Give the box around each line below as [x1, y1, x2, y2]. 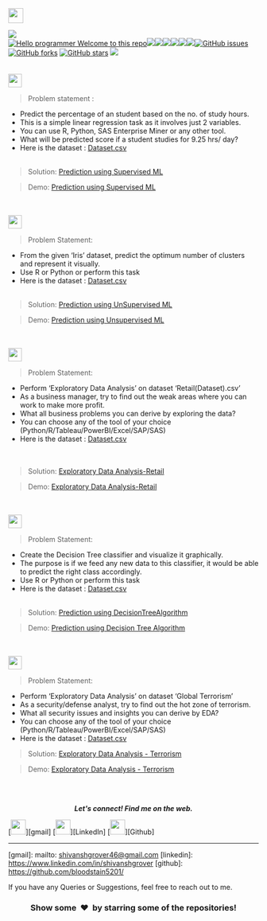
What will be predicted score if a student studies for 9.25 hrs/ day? [19, 135, 238, 144]
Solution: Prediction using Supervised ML [27, 167, 164, 176]
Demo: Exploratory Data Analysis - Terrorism [27, 764, 175, 774]
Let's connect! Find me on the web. [74, 804, 193, 813]
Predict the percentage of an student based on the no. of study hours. [19, 109, 250, 119]
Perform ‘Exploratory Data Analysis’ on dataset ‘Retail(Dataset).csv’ [19, 384, 241, 392]
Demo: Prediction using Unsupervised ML [27, 315, 164, 325]
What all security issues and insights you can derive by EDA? [19, 708, 219, 717]
